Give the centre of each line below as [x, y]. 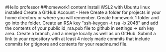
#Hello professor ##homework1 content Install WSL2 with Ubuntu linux [78, 7]
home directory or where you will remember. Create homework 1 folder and [82, 18]
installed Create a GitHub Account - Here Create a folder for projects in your [83, 12]
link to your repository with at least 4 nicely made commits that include [78, 39]
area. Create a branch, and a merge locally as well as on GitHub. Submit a [81, 33]
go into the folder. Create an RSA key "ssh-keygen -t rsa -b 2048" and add [82, 23]
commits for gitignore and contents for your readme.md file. [66, 44]
